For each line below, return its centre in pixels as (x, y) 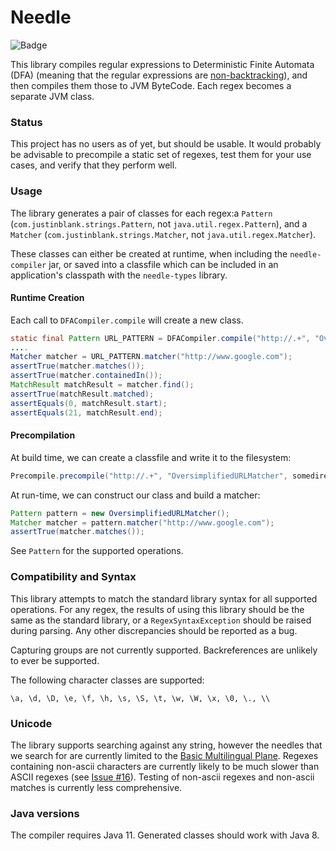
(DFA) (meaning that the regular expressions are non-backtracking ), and (159, 75)
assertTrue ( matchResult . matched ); (82, 394)
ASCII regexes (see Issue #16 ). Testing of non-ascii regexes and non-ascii (162, 777)
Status (26, 122)
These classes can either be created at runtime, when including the (149, 253)
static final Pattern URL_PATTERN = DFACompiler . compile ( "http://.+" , (160, 338)
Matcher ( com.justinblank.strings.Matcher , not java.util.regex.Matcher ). (163, 234)
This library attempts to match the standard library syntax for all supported (164, 598)
